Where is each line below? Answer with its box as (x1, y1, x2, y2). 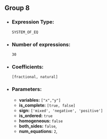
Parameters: (11, 86, 42, 93)
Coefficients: (11, 63, 44, 70)
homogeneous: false (19, 117, 63, 124)
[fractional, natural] (11, 74, 58, 80)
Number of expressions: (11, 41, 71, 48)
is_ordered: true (19, 113, 53, 118)
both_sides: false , (19, 123, 57, 129)
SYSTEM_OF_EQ (11, 29, 39, 35)
